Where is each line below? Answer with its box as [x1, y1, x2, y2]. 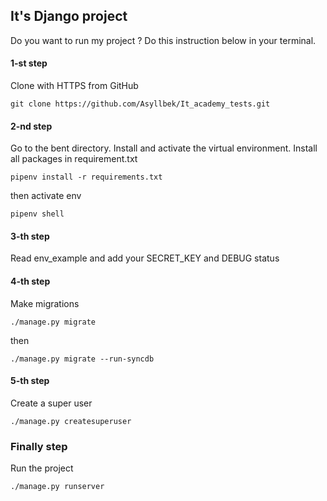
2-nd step [10, 120, 53, 132]
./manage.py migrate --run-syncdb [10, 354, 155, 364]
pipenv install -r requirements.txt [10, 172, 163, 183]
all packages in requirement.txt [10, 153, 138, 165]
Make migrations [10, 297, 80, 309]
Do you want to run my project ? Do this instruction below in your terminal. [10, 34, 317, 46]
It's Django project [10, 8, 128, 25]
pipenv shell [10, 209, 65, 219]
